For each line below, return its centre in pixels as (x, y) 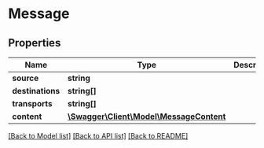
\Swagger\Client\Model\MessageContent (147, 117)
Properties (35, 43)
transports (32, 104)
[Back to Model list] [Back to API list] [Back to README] (98, 136)
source (26, 78)
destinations (36, 91)
